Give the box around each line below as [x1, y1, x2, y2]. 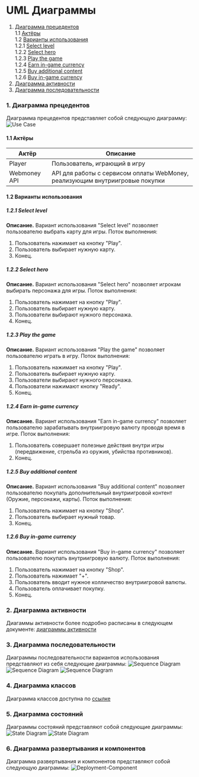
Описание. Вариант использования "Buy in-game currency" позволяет [6, 548, 185, 555]
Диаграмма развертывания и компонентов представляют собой [6, 758, 171, 765]
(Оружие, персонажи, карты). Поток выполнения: [6, 495, 132, 502]
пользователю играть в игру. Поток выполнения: [6, 352, 130, 359]
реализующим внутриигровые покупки [51, 176, 165, 185]
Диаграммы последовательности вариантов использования [6, 654, 159, 661]
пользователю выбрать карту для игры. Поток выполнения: [6, 228, 158, 235]
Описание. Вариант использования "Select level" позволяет [6, 222, 159, 229]
